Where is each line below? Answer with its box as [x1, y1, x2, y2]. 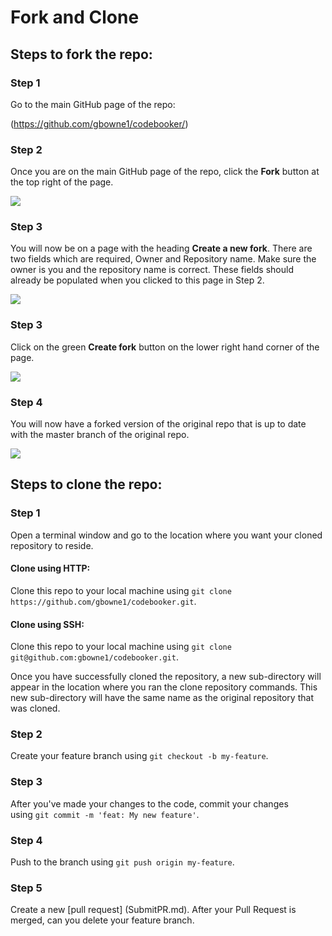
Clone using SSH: [10, 618, 85, 630]
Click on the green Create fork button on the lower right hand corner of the [10, 341, 320, 353]
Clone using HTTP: [10, 562, 91, 575]
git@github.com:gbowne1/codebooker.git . [10, 651, 179, 663]
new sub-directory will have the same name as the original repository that [10, 692, 314, 704]
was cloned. [10, 702, 61, 715]
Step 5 [10, 881, 43, 895]
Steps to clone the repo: [10, 476, 163, 493]
